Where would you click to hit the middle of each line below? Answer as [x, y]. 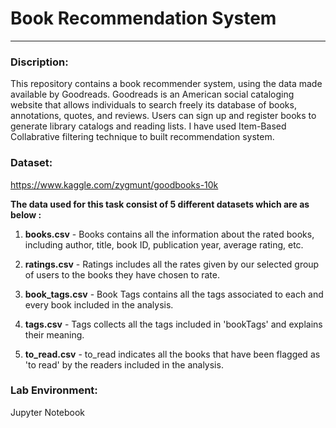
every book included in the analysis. [99, 304]
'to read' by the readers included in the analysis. [124, 364]
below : [26, 214]
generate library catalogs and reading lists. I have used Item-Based [148, 126]
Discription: [39, 62]
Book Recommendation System [143, 18]
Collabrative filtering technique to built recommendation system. [142, 137]
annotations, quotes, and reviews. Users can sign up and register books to [163, 116]
